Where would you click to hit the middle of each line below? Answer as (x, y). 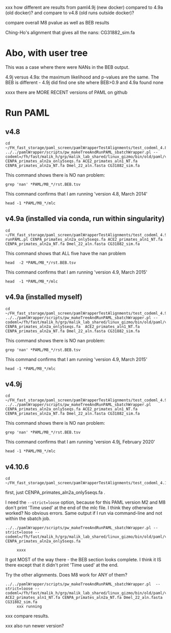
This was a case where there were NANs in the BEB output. (67, 67)
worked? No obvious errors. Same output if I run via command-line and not (84, 513)
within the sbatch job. (28, 518)
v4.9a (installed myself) (44, 297)
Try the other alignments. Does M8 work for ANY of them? (66, 575)
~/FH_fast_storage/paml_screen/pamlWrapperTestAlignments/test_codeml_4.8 (86, 148)
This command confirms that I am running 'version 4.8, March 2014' (76, 194)
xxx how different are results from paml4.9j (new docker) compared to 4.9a (84, 7)
